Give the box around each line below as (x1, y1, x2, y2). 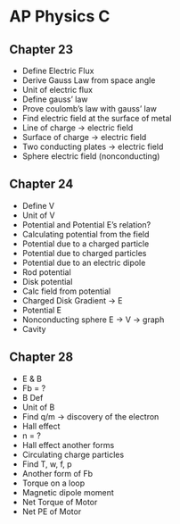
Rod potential (21, 266, 71, 278)
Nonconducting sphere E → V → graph (21, 314, 165, 325)
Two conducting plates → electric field (21, 141, 164, 152)
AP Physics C (9, 6, 110, 27)
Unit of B (21, 402, 55, 412)
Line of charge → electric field (21, 122, 134, 133)
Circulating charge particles (21, 449, 125, 460)
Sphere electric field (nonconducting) (21, 151, 160, 162)
